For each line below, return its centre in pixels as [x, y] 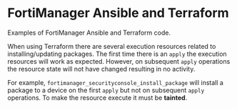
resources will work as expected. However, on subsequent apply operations [119, 61]
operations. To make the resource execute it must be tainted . [97, 98]
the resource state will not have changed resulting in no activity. [101, 69]
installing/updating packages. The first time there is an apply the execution [117, 54]
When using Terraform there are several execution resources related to [112, 46]
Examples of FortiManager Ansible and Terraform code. [89, 33]
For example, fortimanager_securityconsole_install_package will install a [115, 82]
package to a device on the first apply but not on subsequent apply [106, 90]
